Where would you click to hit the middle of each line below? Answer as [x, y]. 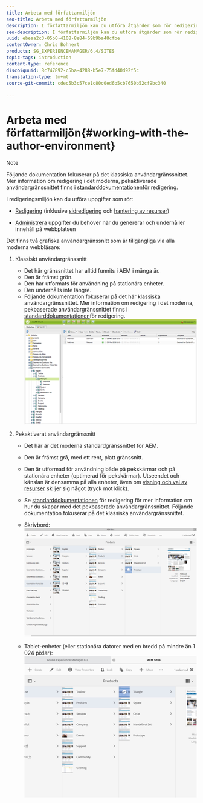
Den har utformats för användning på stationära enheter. [94, 284]
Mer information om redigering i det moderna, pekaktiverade [82, 181]
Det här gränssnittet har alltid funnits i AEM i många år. [92, 271]
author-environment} [61, 146]
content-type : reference [37, 64]
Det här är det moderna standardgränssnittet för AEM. [91, 446]
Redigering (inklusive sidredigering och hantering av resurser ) [92, 211]
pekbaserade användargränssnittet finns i [76, 310]
